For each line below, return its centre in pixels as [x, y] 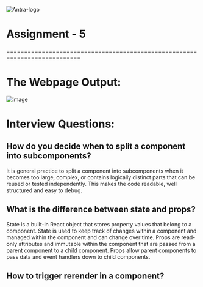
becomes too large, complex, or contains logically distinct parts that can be [101, 177]
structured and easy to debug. [45, 190]
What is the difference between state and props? [101, 210]
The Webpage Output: [64, 82]
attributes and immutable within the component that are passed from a [107, 244]
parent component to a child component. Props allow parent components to [101, 250]
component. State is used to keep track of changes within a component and [101, 231]
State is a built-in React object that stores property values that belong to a [99, 224]
